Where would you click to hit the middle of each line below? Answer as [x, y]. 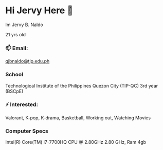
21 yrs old [15, 34]
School [14, 75]
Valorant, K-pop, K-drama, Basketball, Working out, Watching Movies [78, 118]
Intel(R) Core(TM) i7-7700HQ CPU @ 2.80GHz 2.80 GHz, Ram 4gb [76, 142]
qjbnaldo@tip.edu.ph [28, 61]
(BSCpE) [14, 91]
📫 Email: [17, 48]
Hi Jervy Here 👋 [39, 10]
